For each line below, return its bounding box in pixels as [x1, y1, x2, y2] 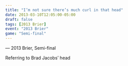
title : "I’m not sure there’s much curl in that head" [5, 7, 123, 13]
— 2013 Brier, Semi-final [5, 45, 56, 51]
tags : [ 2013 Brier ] [5, 21, 47, 27]
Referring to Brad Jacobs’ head [5, 55, 71, 61]
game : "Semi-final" [5, 31, 47, 36]
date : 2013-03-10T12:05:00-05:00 [5, 12, 76, 17]
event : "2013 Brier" [5, 26, 49, 31]
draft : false [5, 17, 33, 22]
